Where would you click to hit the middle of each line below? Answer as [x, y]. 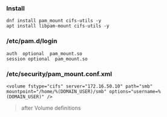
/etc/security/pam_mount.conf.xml [59, 74]
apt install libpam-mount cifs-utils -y [58, 26]
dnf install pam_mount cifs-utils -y [54, 21]
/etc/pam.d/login [32, 41]
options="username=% [135, 91]
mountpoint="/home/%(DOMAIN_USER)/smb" [57, 91]
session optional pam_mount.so [47, 59]
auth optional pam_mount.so [44, 53]
